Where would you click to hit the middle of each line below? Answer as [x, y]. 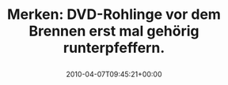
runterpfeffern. [114, 48]
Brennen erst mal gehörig [114, 31]
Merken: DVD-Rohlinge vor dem [114, 15]
